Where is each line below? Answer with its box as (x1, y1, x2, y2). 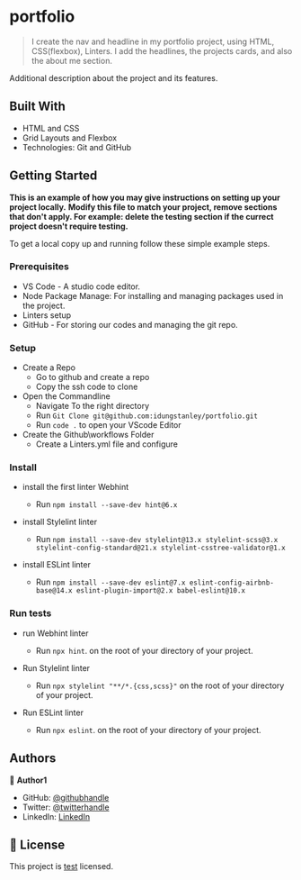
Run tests (9, 607, 52, 620)
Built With (9, 99, 66, 114)
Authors (9, 750, 57, 767)
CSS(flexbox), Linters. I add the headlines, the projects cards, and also (31, 45, 293, 56)
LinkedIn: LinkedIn (22, 811, 91, 821)
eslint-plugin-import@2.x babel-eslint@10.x (75, 586, 245, 595)
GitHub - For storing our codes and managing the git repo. (22, 319, 238, 330)
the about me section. (31, 55, 112, 66)
